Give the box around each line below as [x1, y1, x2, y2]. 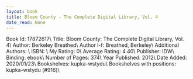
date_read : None [6, 19, 46, 25]
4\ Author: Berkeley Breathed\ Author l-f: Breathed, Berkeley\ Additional [6, 42, 180, 49]
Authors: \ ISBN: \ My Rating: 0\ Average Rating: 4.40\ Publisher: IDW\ [6, 48, 174, 55]
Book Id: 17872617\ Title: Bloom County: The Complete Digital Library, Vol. [6, 36, 184, 43]
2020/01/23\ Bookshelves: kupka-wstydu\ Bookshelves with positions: [6, 60, 177, 67]
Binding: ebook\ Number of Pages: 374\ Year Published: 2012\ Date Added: [6, 54, 187, 61]
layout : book [6, 8, 38, 15]
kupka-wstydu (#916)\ [6, 67, 60, 74]
